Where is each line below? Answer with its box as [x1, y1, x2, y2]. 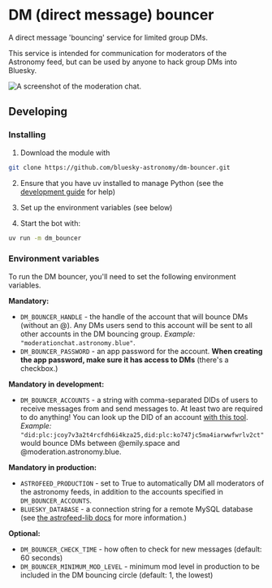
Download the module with [19, 148, 110, 158]
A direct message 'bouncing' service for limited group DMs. [8, 32, 209, 42]
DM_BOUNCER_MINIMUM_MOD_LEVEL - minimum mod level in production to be [19, 561, 260, 571]
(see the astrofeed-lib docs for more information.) [19, 512, 187, 522]
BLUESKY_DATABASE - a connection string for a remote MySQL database [19, 504, 253, 513]
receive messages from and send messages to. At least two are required [19, 404, 264, 413]
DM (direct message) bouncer [8, 6, 214, 24]
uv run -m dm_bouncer [8, 234, 82, 242]
